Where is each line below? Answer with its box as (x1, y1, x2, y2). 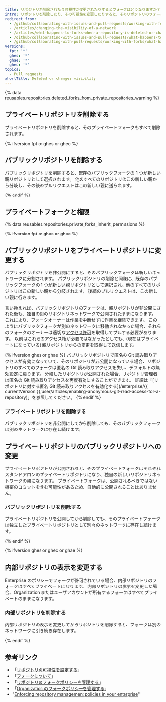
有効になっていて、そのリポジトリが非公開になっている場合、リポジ (22, 358, 161, 364)
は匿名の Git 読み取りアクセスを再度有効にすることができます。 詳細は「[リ (5, 377, 159, 383)
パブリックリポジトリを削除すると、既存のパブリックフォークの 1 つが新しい (5, 170, 161, 176)
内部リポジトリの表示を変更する (5, 563, 103, 572)
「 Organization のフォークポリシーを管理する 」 (12, 686, 109, 692)
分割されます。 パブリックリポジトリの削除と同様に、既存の (26, 276, 149, 281)
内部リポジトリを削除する (5, 609, 66, 616)
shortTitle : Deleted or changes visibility (5, 76, 96, 81)
